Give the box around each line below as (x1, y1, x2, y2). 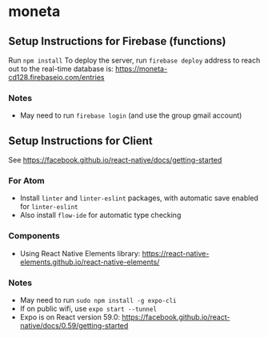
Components (8, 231, 60, 242)
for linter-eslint (19, 202, 78, 211)
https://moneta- (115, 64, 168, 74)
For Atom (8, 175, 46, 187)
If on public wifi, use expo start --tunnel (19, 304, 158, 313)
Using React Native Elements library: (19, 248, 141, 258)
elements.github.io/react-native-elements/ (19, 257, 160, 267)
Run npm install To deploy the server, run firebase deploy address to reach (8, 55, 261, 65)
